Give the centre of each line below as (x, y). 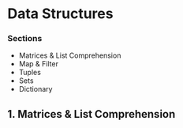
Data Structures (60, 14)
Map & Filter (38, 64)
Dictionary (35, 89)
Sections (25, 39)
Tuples (30, 73)
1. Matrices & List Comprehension (91, 114)
